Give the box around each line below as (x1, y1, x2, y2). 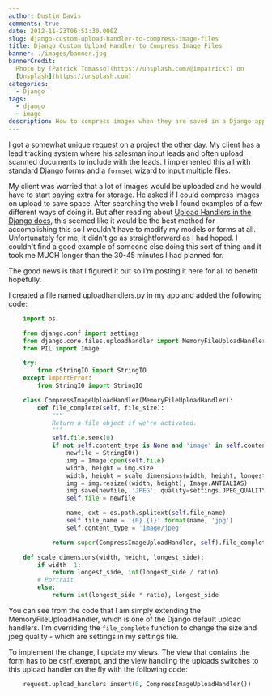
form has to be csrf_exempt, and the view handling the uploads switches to (8, 655, 259, 665)
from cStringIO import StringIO (37, 367, 147, 375)
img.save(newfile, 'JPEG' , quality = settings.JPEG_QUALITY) (66, 487, 270, 495)
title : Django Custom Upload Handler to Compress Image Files (8, 42, 223, 50)
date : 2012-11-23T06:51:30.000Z (8, 27, 117, 35)
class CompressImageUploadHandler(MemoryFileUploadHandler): (23, 396, 233, 404)
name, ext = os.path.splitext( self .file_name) (66, 509, 227, 518)
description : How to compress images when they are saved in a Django (8, 118, 252, 126)
